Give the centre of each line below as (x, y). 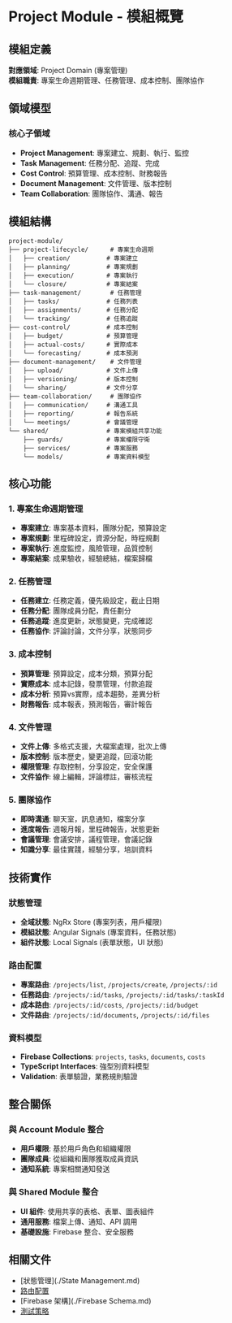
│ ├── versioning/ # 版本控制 (73, 379)
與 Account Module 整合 (56, 1129)
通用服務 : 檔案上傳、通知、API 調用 (79, 1221)
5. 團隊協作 (30, 800)
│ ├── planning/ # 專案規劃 (73, 267)
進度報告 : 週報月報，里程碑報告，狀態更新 (90, 829)
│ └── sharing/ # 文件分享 (73, 388)
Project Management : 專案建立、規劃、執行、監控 (104, 153)
